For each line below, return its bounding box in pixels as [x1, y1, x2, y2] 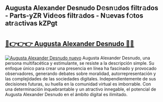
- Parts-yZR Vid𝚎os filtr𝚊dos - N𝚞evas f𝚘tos [5, 12, 143, 20]
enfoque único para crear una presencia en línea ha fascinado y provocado [5, 66, 157, 71]
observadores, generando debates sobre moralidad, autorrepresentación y [5, 71, 156, 76]
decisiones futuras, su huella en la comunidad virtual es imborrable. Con [5, 81, 151, 87]
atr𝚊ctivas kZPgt [5, 19, 58, 27]
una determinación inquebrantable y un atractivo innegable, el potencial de [5, 86, 157, 92]
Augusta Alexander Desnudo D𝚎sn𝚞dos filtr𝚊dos [5, 4, 159, 12]
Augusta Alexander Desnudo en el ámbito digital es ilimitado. [5, 92, 128, 97]
